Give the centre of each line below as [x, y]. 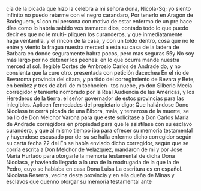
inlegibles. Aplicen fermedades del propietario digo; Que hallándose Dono [97, 105]
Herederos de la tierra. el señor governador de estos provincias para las [95, 98]
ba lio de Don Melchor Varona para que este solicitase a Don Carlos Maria [97, 117]
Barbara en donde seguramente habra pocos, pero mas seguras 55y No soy [100, 53]
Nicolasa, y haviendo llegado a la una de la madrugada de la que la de [93, 162]
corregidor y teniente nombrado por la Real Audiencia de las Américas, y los [100, 92]
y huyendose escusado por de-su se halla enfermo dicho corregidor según [99, 137]
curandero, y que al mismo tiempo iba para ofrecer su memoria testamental [100, 130]
